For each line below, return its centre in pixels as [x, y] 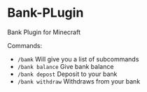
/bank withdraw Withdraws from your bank [79, 81]
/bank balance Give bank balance [65, 66]
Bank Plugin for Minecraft [44, 32]
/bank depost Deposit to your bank [67, 74]
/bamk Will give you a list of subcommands [78, 59]
